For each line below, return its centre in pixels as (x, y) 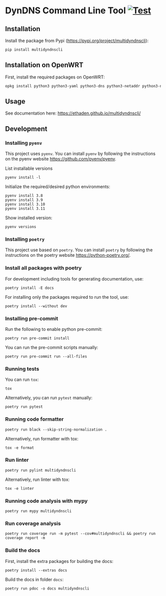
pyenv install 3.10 (25, 204)
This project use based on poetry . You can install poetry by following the (79, 250)
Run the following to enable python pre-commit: (54, 329)
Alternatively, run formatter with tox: (42, 438)
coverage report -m (25, 538)
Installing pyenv (24, 143)
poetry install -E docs (30, 288)
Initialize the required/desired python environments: (58, 187)
